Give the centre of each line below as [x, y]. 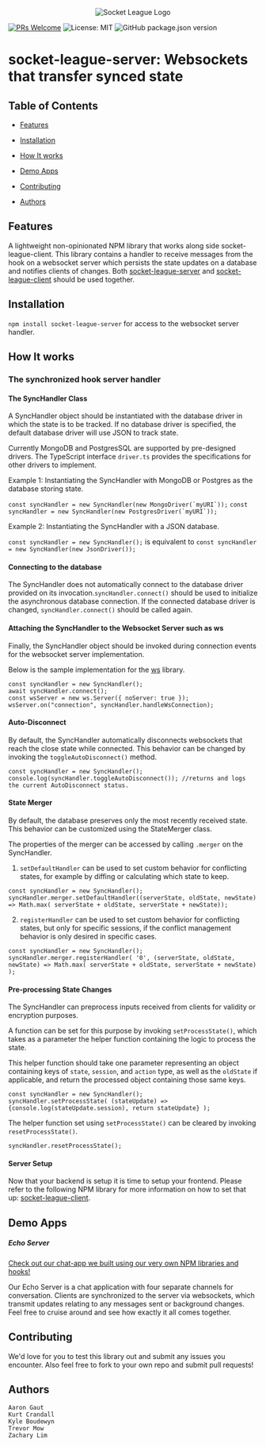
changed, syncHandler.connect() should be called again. [101, 610]
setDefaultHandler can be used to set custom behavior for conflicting [133, 868]
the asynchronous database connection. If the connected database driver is [132, 601]
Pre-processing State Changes [60, 989]
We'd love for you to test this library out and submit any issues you [117, 1356]
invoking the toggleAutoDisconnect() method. [83, 757]
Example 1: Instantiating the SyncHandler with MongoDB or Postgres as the [131, 481]
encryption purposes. [44, 1015]
